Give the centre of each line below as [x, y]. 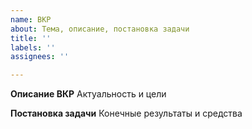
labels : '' [33, 47]
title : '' [31, 38]
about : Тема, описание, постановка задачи [100, 29]
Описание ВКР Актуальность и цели [88, 94]
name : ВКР [31, 19]
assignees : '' [40, 57]
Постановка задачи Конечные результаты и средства [126, 113]
